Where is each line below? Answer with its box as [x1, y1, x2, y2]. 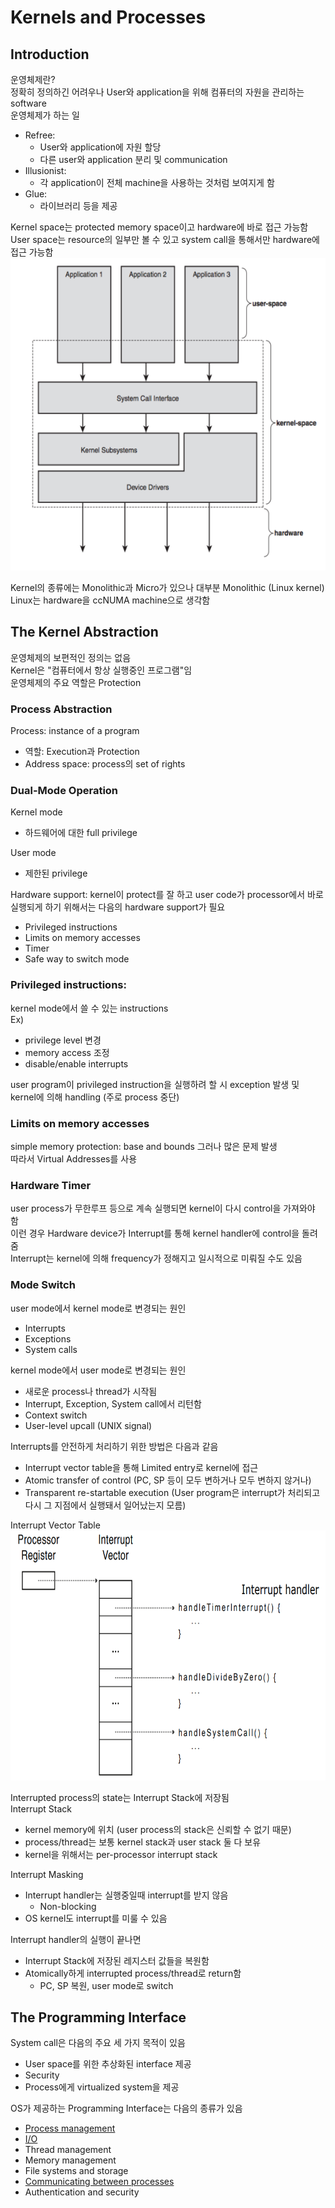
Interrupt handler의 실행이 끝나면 [10, 1933, 142, 1945]
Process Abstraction [10, 702, 113, 716]
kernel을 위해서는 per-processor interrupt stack [24, 1848, 218, 1860]
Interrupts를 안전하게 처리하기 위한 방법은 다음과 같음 [10, 1440, 219, 1452]
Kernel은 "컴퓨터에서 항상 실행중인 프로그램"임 [10, 664, 193, 676]
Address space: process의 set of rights [24, 758, 186, 770]
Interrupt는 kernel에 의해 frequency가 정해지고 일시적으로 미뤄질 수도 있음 [10, 1252, 303, 1265]
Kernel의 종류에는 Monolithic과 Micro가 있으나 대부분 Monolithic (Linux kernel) [10, 582, 325, 593]
